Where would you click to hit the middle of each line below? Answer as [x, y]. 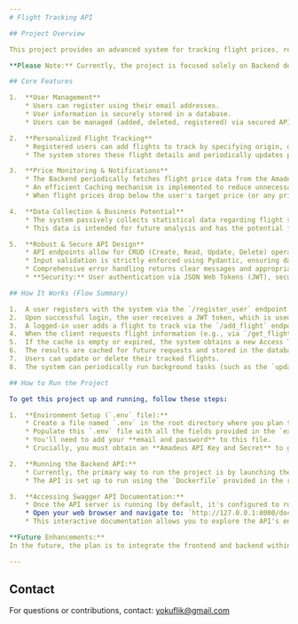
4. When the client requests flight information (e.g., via [125, 334]
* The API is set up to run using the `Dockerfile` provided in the [154, 480]
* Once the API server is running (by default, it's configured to [152, 505]
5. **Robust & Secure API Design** [77, 244]
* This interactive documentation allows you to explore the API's [152, 521]
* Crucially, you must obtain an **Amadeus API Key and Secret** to [154, 448]
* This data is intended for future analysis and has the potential [154, 228]
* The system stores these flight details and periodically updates [154, 155]
